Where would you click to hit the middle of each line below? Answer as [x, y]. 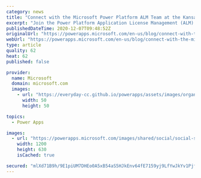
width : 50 [34, 100]
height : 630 [32, 150]
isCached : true [36, 155]
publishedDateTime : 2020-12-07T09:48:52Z [59, 28]
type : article [24, 45]
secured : [17, 166]
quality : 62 [21, 51]
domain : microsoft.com [40, 84]
